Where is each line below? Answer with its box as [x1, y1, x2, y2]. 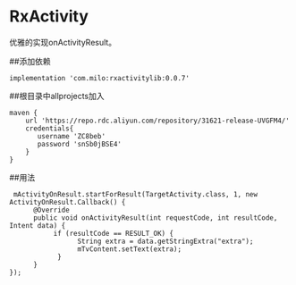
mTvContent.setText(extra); [77, 244, 182, 254]
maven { [9, 108, 38, 117]
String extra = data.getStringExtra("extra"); [77, 237, 254, 246]
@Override [32, 205, 70, 214]
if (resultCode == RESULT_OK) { [53, 229, 174, 238]
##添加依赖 [9, 55, 51, 66]
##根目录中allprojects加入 [9, 90, 105, 101]
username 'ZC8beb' [37, 131, 106, 140]
